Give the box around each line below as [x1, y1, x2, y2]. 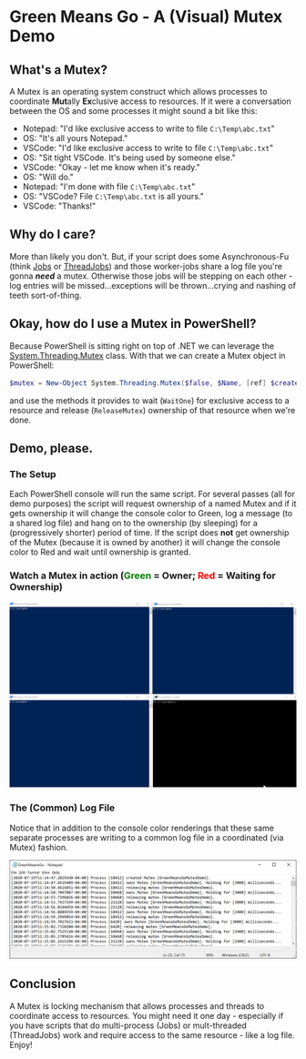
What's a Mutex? [9, 62, 107, 77]
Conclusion [9, 976, 76, 992]
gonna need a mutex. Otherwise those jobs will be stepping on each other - [9, 270, 293, 281]
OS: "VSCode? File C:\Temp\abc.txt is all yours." [22, 191, 205, 201]
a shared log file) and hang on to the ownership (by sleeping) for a [9, 517, 258, 529]
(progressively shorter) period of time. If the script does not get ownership [9, 527, 290, 538]
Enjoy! [9, 1039, 34, 1050]
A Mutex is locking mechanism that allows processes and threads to [9, 1000, 265, 1012]
